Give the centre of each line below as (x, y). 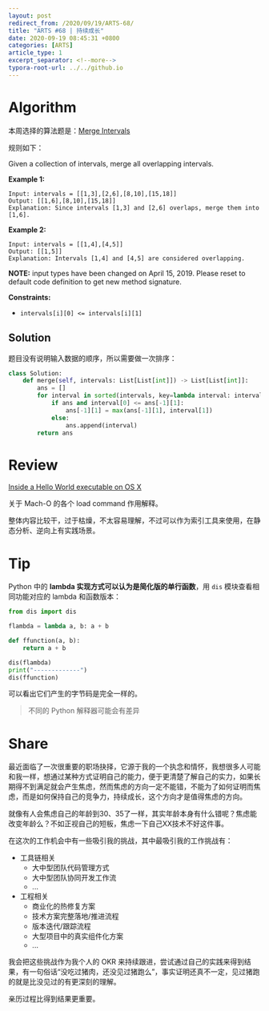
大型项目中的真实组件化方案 (78, 937)
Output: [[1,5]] (35, 251)
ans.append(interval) (101, 425)
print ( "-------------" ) (48, 670)
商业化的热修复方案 (64, 906)
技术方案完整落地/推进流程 (75, 917)
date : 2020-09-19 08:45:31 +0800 (64, 38)
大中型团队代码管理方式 (70, 868)
